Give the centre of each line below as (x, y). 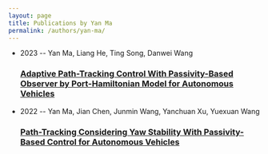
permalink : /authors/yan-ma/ (57, 30)
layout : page (30, 16)
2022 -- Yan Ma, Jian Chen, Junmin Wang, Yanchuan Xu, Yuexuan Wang (140, 111)
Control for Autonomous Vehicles (113, 142)
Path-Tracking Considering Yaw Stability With (111, 132)
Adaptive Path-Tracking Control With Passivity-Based (126, 74)
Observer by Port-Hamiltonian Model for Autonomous (126, 84)
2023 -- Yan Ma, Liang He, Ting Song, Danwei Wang (106, 53)
